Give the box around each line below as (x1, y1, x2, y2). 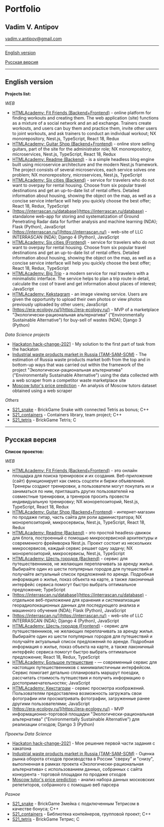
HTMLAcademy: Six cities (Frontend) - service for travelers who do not (12, 239, 155, 245)
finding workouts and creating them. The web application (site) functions (12, 115, 159, 120)
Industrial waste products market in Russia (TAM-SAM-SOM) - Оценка (12, 750, 155, 756)
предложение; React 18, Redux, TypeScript (12, 654, 100, 660)
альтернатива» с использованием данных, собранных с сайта (12, 766, 143, 772)
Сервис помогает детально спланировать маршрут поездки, (12, 669, 140, 675)
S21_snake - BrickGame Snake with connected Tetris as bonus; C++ (12, 406, 149, 413)
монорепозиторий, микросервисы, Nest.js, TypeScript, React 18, (12, 519, 145, 525)
